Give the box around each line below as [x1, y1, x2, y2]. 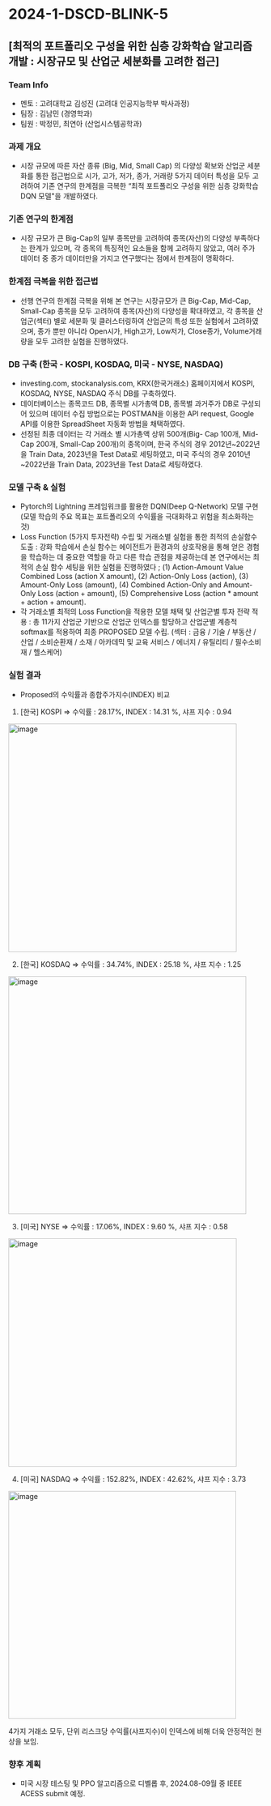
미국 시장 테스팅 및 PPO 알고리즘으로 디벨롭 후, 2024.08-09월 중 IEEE [19, 1778, 243, 1788]
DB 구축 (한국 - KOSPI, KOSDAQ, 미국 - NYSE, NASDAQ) [8, 358, 224, 369]
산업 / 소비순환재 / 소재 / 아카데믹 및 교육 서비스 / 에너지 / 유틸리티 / [19, 637, 234, 647]
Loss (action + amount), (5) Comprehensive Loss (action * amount [37, 589, 259, 598]
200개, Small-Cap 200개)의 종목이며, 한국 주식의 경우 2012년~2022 [36, 439, 254, 449]
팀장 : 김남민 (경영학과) [19, 109, 93, 118]
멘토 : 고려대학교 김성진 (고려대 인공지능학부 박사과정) [19, 98, 190, 108]
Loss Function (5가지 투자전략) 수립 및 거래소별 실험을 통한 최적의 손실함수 [19, 532, 257, 542]
